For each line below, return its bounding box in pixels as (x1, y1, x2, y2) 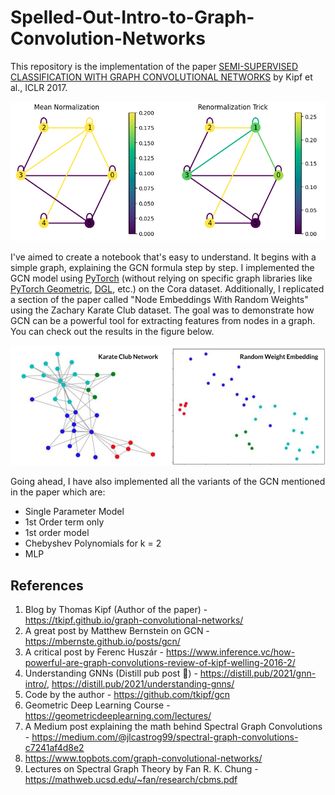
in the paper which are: (10, 486, 106, 498)
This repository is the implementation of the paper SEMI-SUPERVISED (10, 60, 299, 72)
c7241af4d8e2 (24, 742, 85, 754)
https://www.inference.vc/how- (166, 646, 296, 658)
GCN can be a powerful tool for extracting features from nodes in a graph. (10, 315, 316, 327)
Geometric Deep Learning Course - (24, 699, 171, 711)
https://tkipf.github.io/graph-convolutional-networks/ (24, 614, 244, 626)
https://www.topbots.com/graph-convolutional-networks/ (24, 752, 263, 765)
